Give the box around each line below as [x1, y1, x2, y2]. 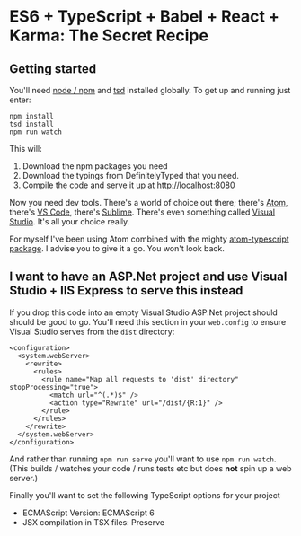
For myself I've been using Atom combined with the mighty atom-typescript [9, 233, 289, 244]
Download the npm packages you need [22, 161, 168, 171]
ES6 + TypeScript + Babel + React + [9, 6, 280, 27]
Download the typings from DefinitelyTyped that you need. [22, 171, 240, 180]
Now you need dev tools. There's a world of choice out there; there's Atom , [9, 198, 288, 207]
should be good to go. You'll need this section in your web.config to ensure [9, 316, 287, 327]
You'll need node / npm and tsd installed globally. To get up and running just [9, 85, 291, 95]
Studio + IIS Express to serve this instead [9, 283, 243, 298]
